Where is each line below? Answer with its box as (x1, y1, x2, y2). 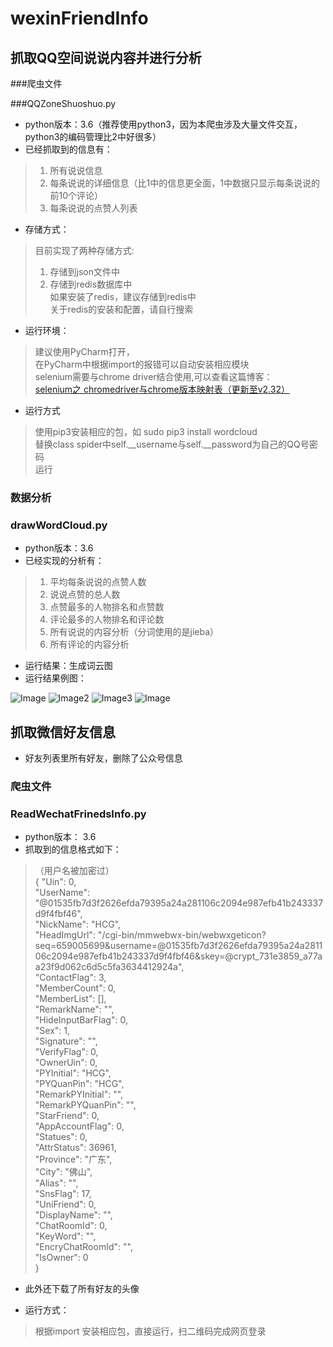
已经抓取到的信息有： (24, 143, 113, 155)
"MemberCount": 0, (34, 982, 117, 994)
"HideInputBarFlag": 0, (34, 1014, 128, 1026)
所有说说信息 (49, 165, 103, 176)
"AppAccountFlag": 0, (34, 1120, 125, 1132)
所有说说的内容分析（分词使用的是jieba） (49, 626, 220, 638)
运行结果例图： (24, 672, 87, 684)
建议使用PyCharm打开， (34, 346, 135, 357)
